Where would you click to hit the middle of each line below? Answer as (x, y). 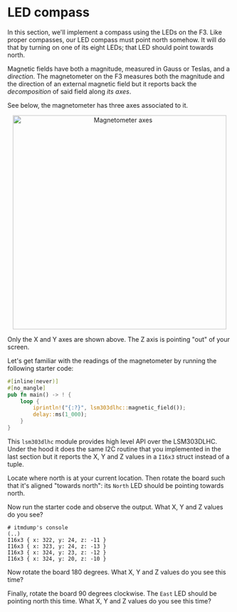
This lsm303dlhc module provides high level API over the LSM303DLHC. (112, 441)
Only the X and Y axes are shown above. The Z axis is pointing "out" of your (118, 339)
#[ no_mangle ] (27, 388)
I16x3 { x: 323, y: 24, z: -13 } (57, 546)
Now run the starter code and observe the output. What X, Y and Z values (115, 506)
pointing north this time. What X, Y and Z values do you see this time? (109, 601)
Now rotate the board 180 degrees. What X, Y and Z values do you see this (117, 572)
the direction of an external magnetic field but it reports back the (102, 83)
